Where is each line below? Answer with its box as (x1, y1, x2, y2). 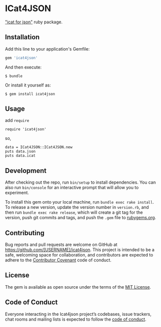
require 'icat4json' (5, 127, 47, 132)
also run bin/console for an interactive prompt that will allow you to (5, 185, 139, 190)
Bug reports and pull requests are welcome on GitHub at (5, 241, 118, 248)
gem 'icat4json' (5, 55, 38, 60)
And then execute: (5, 64, 42, 70)
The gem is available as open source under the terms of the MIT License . (5, 284, 151, 290)
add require (5, 118, 30, 123)
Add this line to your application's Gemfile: (5, 46, 90, 52)
